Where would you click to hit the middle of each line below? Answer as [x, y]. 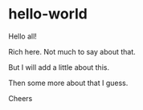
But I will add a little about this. [59, 67]
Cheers [20, 98]
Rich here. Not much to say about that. [72, 51]
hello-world [48, 14]
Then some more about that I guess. [68, 83]
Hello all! [23, 36]
